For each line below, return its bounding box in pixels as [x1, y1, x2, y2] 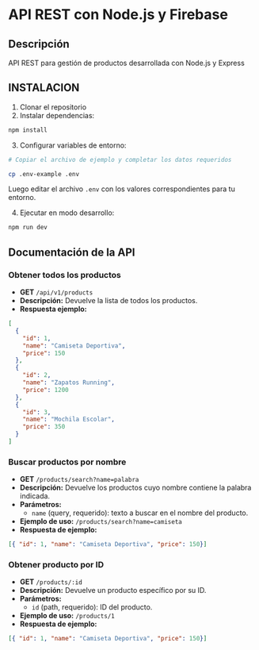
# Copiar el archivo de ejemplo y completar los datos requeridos [8, 156, 232, 163]
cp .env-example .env [8, 170, 80, 178]
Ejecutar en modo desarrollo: [19, 208, 115, 217]
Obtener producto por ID [8, 559, 105, 570]
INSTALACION [8, 81, 80, 94]
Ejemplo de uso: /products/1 [19, 611, 115, 621]
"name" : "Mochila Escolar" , [22, 415, 115, 424]
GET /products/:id [19, 577, 83, 587]
